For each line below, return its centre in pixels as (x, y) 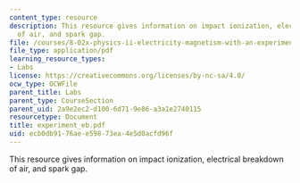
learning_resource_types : (57, 59)
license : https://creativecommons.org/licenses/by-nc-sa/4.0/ (127, 76)
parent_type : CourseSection (62, 100)
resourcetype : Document (54, 117)
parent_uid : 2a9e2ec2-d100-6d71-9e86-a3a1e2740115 (105, 109)
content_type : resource (54, 17)
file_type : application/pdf (62, 51)
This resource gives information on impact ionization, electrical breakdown (146, 159)
